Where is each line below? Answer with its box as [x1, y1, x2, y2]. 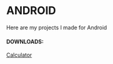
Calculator [6, 51, 32, 59]
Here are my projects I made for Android [6, 24, 108, 31]
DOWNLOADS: [6, 38, 44, 45]
